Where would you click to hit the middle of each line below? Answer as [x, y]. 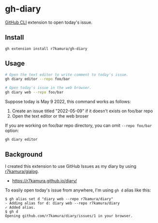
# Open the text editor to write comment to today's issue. [67, 74]
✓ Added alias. [20, 207]
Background [24, 155]
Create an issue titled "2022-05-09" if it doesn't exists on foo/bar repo [82, 111]
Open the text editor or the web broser [50, 116]
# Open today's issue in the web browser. [48, 88]
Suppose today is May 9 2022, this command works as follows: [68, 102]
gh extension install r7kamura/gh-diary [46, 49]
